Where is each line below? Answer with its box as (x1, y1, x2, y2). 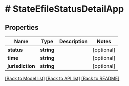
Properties (5, 23, 39, 32)
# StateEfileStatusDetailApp (5, 3, 124, 15)
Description (59, 38, 88, 45)
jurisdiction (7, 63, 35, 69)
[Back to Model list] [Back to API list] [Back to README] (5, 76, 120, 81)
